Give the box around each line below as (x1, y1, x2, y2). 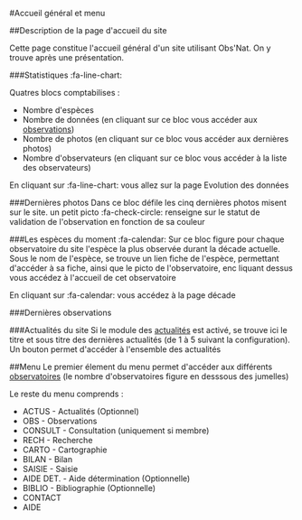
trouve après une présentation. (9, 52, 125, 62)
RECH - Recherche (22, 435, 93, 445)
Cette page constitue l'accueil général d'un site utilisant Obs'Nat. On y (9, 42, 271, 53)
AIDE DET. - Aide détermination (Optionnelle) (22, 473, 191, 484)
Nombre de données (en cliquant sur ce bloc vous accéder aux (22, 115, 258, 125)
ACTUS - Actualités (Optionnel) (22, 406, 139, 416)
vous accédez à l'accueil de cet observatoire (9, 273, 176, 283)
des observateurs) (22, 162, 92, 172)
